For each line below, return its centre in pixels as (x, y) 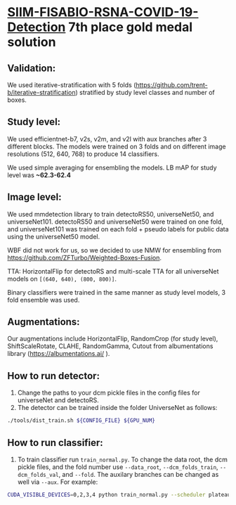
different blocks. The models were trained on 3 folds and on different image (117, 146)
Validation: (32, 68)
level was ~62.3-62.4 (39, 175)
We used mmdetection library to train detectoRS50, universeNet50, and (111, 214)
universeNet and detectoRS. (58, 400)
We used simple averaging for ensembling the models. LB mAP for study (112, 167)
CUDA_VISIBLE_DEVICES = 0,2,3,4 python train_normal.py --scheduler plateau (119, 494)
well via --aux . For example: (58, 482)
